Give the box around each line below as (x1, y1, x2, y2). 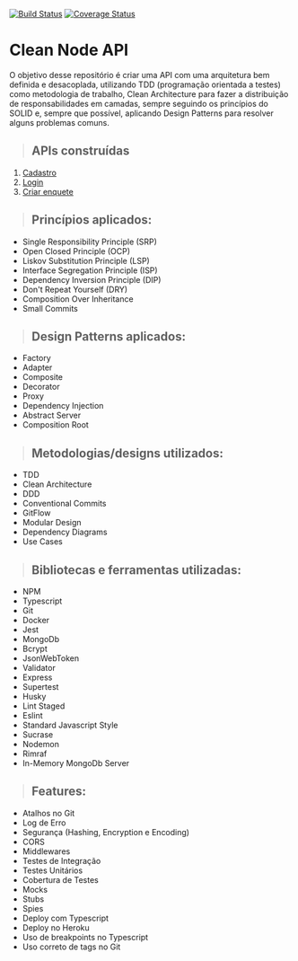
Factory (22, 353, 51, 364)
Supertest (22, 682, 59, 692)
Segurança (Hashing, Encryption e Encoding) (22, 826, 190, 837)
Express (22, 672, 53, 683)
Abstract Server (22, 410, 82, 421)
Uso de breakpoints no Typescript (22, 931, 149, 942)
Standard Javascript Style (22, 719, 118, 730)
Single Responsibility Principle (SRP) (22, 236, 157, 247)
